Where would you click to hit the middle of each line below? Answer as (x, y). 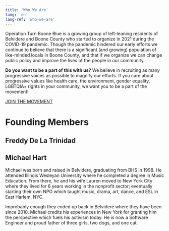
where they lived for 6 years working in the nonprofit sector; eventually (79, 186)
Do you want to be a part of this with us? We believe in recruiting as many (82, 70)
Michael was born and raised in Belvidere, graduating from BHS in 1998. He (83, 170)
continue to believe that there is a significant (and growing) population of (81, 50)
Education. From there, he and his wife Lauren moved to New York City (79, 180)
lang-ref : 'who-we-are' (30, 19)
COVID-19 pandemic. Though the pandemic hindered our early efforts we (81, 44)
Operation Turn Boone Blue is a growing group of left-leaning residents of (81, 34)
